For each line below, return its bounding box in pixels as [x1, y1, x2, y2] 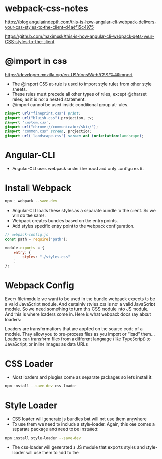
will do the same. [12, 213, 46, 218]
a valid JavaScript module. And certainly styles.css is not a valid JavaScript [5, 301, 156, 306]
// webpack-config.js [5, 232, 49, 237]
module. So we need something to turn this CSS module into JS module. [5, 306, 149, 312]
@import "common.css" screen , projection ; [5, 129, 92, 134]
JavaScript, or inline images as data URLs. [5, 341, 89, 347]
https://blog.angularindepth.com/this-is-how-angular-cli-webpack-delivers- [5, 19, 157, 25]
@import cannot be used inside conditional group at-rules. [12, 101, 129, 107]
